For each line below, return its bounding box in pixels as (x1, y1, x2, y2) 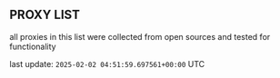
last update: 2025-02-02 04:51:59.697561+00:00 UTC (9, 58, 205, 69)
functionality (9, 41, 56, 52)
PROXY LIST (9, 7, 80, 23)
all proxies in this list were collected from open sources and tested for (9, 31, 271, 42)
